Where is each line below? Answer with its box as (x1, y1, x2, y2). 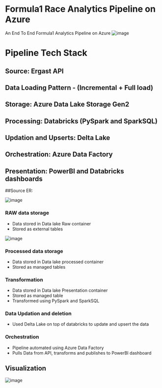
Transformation (5, 276, 43, 283)
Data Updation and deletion (5, 310, 72, 317)
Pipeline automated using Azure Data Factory (12, 345, 104, 351)
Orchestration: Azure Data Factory (5, 150, 113, 159)
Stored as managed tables (12, 264, 66, 270)
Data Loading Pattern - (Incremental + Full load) (5, 83, 154, 92)
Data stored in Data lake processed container (12, 259, 104, 265)
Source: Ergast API (5, 67, 64, 75)
